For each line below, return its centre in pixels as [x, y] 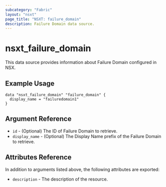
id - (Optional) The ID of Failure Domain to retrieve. [65, 131]
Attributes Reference [38, 157]
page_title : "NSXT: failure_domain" [43, 19]
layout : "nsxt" [21, 14]
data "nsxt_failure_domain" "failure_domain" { [56, 95]
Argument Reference [38, 119]
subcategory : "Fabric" [29, 10]
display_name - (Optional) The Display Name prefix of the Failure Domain [87, 136]
